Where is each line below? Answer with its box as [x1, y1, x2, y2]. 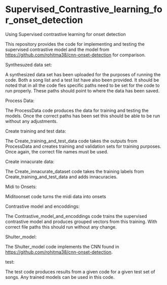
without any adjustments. [5, 118, 58, 124]
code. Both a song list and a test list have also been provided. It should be [5, 77, 159, 83]
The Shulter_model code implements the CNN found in [5, 243, 119, 249]
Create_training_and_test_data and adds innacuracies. [5, 174, 118, 180]
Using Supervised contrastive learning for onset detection [5, 31, 126, 37]
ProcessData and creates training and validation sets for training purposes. [5, 143, 161, 149]
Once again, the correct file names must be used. [5, 148, 109, 154]
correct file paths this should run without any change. [5, 224, 117, 230]
